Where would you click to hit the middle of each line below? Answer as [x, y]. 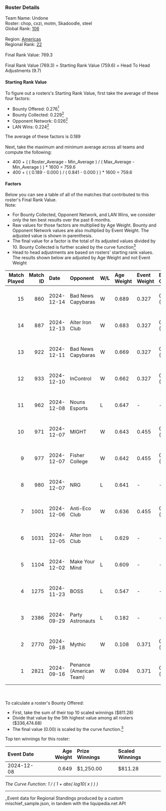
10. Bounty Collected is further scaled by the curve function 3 [74, 247]
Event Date [21, 754]
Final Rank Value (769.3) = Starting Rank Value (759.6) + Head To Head [78, 65]
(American [82, 671]
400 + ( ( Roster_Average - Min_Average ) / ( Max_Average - [73, 162]
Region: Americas [23, 39]
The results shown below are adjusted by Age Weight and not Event [81, 257]
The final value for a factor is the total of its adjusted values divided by [84, 241]
